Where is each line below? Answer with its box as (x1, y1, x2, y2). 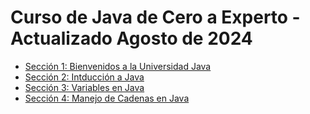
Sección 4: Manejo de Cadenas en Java (24, 92, 190, 104)
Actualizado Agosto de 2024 (10, 27, 253, 50)
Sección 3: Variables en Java (24, 81, 145, 93)
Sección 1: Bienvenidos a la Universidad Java (24, 60, 212, 72)
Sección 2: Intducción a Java (24, 71, 145, 83)
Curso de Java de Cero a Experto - (10, 6, 301, 29)
